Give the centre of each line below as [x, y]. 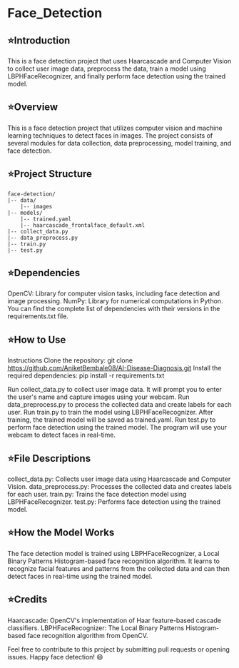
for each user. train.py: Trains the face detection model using [97, 495]
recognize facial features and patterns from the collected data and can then [118, 568]
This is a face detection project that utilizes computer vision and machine [115, 128]
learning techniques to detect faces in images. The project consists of [110, 135]
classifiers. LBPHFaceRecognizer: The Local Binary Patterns [96, 628]
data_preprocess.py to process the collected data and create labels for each [119, 405]
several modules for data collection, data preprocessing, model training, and [119, 143]
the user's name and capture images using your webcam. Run [98, 397]
